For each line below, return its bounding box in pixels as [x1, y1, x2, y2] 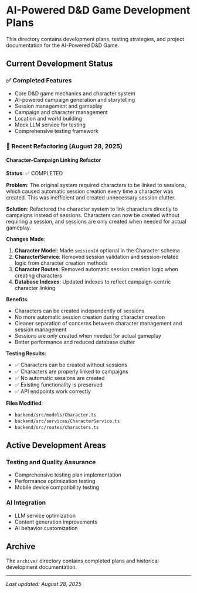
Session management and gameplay [14, 102, 103, 109]
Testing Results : [6, 349, 47, 357]
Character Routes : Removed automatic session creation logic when [14, 265, 179, 272]
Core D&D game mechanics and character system [14, 89, 136, 97]
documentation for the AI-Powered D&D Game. [6, 42, 120, 49]
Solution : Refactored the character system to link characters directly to [6, 205, 178, 212]
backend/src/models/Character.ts [14, 412, 97, 418]
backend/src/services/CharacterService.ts [14, 418, 120, 424]
